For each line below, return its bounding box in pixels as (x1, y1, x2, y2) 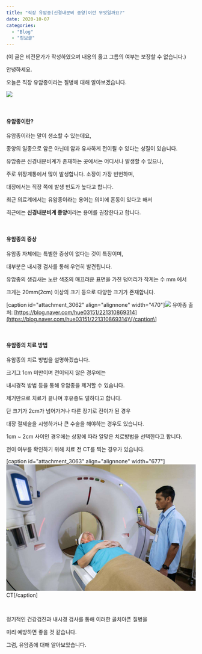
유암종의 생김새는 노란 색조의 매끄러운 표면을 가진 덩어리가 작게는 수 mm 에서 (6, 276, 187, 283)
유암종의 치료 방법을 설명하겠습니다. (6, 356, 90, 363)
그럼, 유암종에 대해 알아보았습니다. (6, 641, 87, 648)
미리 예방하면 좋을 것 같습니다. (6, 628, 77, 635)
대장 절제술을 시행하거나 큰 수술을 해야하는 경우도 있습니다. (6, 420, 144, 427)
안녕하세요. (6, 66, 32, 73)
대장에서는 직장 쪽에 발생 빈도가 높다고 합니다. (6, 184, 114, 191)
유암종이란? (6, 117, 34, 125)
